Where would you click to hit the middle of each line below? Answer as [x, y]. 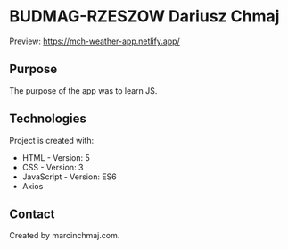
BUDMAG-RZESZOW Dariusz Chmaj [144, 17]
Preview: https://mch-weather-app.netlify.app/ [95, 41]
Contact [32, 214]
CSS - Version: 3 [53, 167]
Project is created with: [52, 140]
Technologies [48, 119]
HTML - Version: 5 [56, 157]
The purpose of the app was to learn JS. [83, 90]
